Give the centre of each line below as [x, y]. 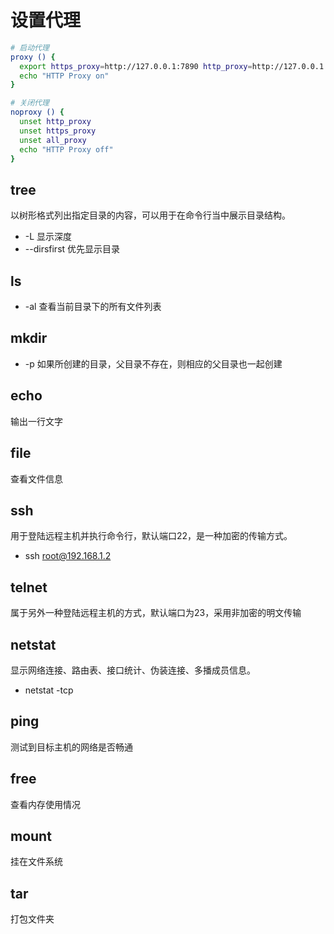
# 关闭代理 [30, 103]
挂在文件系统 [36, 862]
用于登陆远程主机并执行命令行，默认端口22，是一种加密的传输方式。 [151, 536]
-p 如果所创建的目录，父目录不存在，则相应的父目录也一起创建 [153, 363]
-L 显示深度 [48, 237]
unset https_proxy [58, 131]
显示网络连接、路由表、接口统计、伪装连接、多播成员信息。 [133, 670]
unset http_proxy [55, 122]
